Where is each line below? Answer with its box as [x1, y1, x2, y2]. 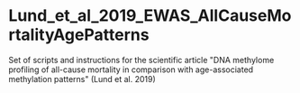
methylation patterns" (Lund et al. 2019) [8, 73, 157, 84]
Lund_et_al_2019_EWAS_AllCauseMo [8, 5, 292, 26]
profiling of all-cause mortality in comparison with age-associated [8, 64, 254, 75]
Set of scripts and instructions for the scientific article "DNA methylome [8, 54, 275, 65]
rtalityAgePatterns [8, 24, 150, 45]
